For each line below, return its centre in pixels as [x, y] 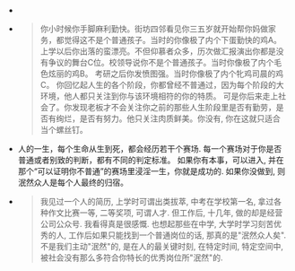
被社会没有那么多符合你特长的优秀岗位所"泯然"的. [131, 258]
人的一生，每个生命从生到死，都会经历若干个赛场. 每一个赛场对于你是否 [150, 149]
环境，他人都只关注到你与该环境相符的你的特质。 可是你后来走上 [159, 96]
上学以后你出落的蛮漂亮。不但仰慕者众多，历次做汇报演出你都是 [158, 51]
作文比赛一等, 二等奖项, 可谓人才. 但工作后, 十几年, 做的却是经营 [165, 213]
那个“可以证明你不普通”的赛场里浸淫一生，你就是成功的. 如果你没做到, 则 [152, 171]
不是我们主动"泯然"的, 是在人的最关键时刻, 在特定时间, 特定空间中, [162, 246]
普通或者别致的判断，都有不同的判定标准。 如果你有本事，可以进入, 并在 [151, 160]
